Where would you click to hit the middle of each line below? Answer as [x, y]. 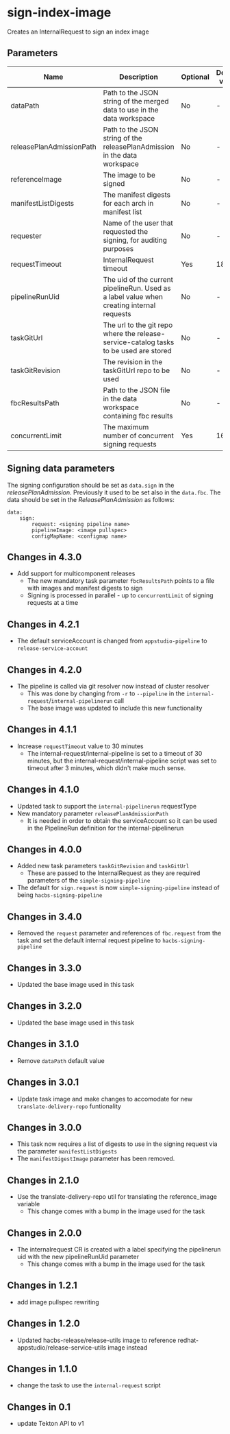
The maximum [126, 427]
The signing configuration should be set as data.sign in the [91, 485]
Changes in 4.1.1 [42, 729]
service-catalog [129, 342]
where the [119, 333]
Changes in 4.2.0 [44, 670]
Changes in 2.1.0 [43, 1180]
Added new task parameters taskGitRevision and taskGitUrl [103, 866]
